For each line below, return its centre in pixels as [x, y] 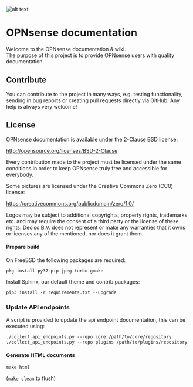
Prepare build [23, 247]
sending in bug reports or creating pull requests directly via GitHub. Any [93, 100]
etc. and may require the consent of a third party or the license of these [92, 221]
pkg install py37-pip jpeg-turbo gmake [55, 271]
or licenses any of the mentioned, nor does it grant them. [75, 233]
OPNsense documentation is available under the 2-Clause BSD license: [92, 139]
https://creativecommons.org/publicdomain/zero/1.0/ [70, 203]
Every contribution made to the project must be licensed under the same [94, 162]
